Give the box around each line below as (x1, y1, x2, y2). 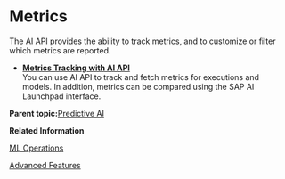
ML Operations (9, 142, 64, 153)
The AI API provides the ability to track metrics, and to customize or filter (9, 36, 276, 46)
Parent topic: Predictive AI (9, 108, 105, 118)
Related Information (9, 125, 85, 135)
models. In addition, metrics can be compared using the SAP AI (21, 81, 255, 92)
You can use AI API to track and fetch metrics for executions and (21, 71, 260, 82)
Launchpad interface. (21, 91, 102, 102)
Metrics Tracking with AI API (21, 62, 131, 73)
